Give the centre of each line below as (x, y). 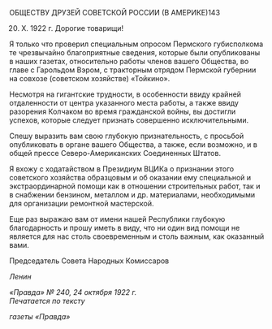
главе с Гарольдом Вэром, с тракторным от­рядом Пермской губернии (133, 70)
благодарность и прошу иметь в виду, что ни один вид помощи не (125, 228)
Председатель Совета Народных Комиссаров (89, 261)
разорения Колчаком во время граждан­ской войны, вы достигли (123, 111)
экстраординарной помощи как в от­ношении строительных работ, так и (135, 186)
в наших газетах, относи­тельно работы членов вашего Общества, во (129, 61)
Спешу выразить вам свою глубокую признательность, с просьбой (127, 136)
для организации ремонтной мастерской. (82, 203)
